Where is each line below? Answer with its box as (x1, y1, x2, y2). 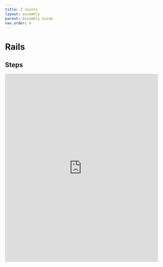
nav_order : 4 (5, 20, 32, 26)
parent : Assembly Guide (5, 16, 53, 21)
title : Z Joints (5, 7, 38, 12)
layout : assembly (5, 12, 40, 16)
